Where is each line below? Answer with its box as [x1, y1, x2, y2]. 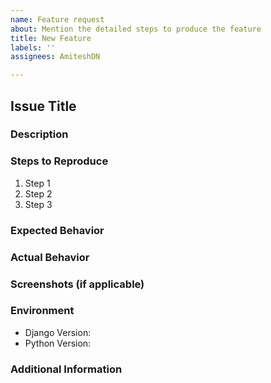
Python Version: [24, 337, 92, 349]
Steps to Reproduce [10, 154, 109, 168]
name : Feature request [10, 14, 105, 25]
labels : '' [10, 42, 56, 53]
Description [10, 127, 69, 141]
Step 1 [24, 177, 51, 189]
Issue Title [10, 97, 77, 115]
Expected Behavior [10, 223, 105, 237]
